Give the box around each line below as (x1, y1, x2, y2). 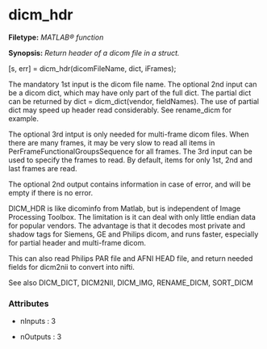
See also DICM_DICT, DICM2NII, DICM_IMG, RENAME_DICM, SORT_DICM (8, 277, 253, 288)
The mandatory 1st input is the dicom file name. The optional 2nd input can (8, 79, 257, 89)
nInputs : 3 (19, 317, 56, 326)
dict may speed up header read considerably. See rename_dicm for (8, 105, 232, 115)
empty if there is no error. (8, 187, 94, 197)
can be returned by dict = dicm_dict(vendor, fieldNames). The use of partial (8, 96, 260, 106)
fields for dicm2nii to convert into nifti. (8, 262, 135, 271)
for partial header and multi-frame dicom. (8, 238, 147, 247)
